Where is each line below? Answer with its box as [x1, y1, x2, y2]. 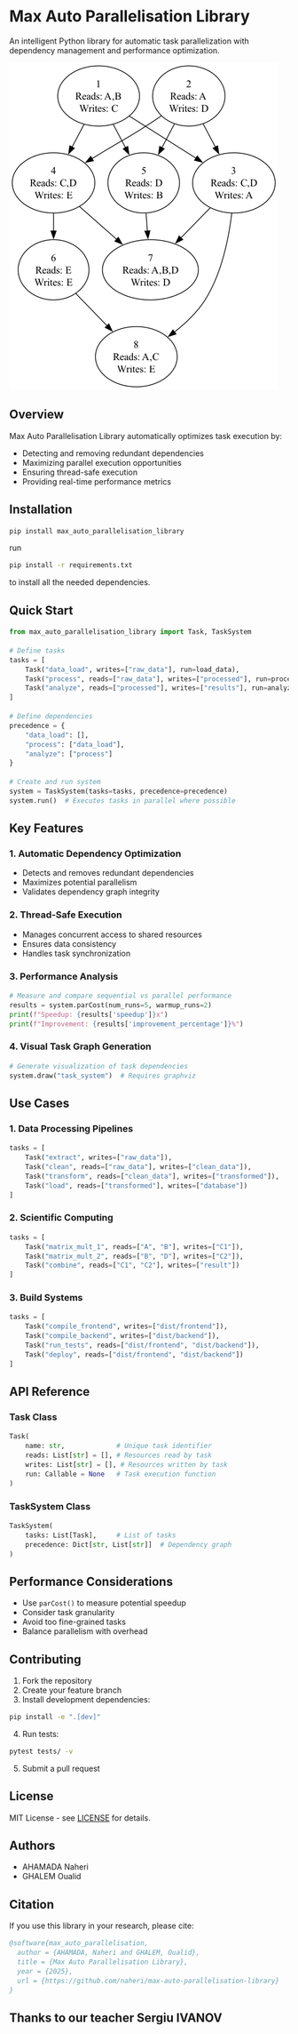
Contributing [9, 1652, 82, 1667]
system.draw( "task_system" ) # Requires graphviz [9, 1071, 197, 1080]
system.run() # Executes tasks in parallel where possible [9, 796, 237, 805]
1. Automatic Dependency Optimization [9, 847, 182, 860]
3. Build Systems [9, 1292, 83, 1304]
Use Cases [9, 1095, 70, 1110]
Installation [9, 502, 73, 517]
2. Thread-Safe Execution [9, 909, 122, 921]
